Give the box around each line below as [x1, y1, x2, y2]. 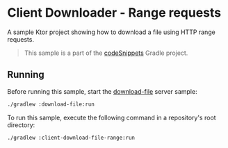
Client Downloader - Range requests [7, 5, 222, 21]
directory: [7, 120, 35, 129]
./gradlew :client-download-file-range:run [7, 134, 136, 141]
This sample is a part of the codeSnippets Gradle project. [24, 49, 188, 57]
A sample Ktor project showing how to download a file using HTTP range [7, 28, 215, 36]
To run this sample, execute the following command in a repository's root [7, 113, 217, 122]
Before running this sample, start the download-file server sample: [7, 87, 197, 95]
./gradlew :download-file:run [7, 101, 95, 108]
